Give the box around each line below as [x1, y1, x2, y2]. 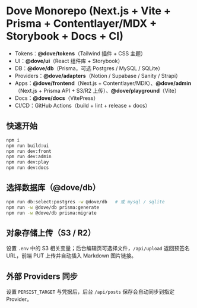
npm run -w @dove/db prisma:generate [6, 204, 100, 210]
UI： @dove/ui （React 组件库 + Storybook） [14, 57, 123, 64]
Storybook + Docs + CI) [6, 30, 123, 43]
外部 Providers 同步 [6, 271, 78, 281]
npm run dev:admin [6, 153, 52, 160]
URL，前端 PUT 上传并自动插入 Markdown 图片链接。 [6, 252, 137, 259]
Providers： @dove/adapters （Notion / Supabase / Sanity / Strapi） [14, 72, 181, 79]
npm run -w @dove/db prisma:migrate [6, 210, 97, 216]
